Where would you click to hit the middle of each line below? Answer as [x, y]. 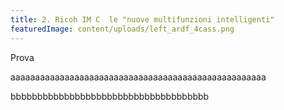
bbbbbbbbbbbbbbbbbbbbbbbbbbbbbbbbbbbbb [110, 96]
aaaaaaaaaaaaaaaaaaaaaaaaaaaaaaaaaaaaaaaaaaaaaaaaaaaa [138, 77]
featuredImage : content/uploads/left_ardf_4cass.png [122, 29]
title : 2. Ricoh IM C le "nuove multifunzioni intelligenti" [142, 19]
